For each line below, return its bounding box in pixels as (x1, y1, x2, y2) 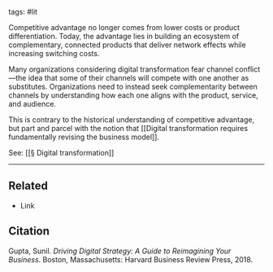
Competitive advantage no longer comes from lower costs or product (8, 23, 240, 32)
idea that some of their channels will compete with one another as (28, 73, 249, 82)
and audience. (8, 99, 57, 108)
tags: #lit (8, 7, 38, 16)
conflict (235, 64, 261, 74)
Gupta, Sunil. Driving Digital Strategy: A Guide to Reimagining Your (8, 246, 232, 256)
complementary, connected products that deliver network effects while (8, 40, 246, 50)
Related (8, 179, 49, 193)
